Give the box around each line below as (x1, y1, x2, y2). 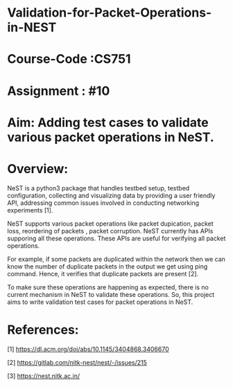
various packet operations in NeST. (7, 129, 215, 145)
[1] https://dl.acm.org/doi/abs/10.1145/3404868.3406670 (7, 345, 169, 353)
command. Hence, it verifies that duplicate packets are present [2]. (7, 269, 199, 278)
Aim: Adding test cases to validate (7, 114, 209, 130)
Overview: (7, 161, 69, 177)
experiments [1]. (7, 206, 53, 214)
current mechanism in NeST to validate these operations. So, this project (7, 290, 215, 298)
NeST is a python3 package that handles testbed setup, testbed (7, 183, 190, 192)
